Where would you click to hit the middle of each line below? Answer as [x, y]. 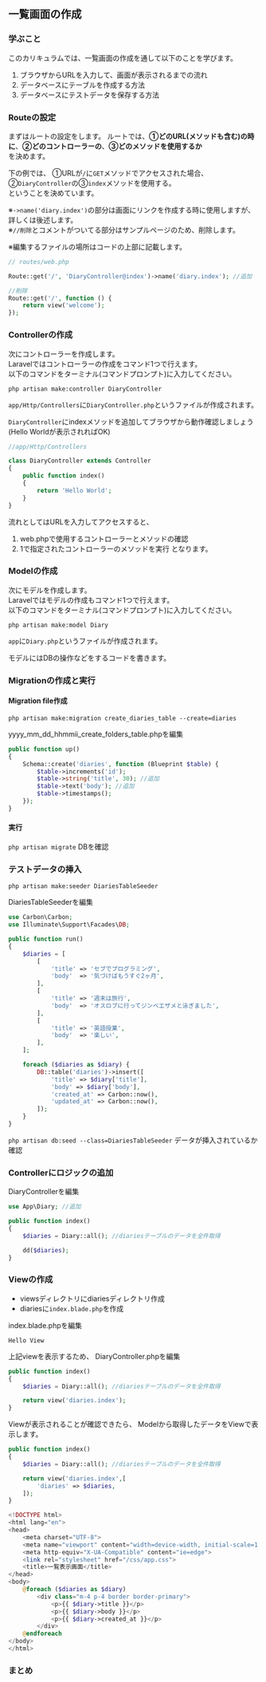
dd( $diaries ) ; [46, 1250]
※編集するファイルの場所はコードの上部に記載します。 [98, 246]
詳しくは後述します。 [43, 220]
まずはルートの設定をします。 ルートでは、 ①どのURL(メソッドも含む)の [128, 136]
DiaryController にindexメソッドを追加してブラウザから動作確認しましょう [131, 422]
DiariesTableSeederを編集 [51, 902]
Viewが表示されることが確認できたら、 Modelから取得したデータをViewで [130, 1425]
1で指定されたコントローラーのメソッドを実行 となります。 [116, 548]
